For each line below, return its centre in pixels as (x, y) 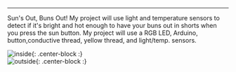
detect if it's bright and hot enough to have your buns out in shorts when (112, 26)
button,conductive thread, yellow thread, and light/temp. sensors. (102, 40)
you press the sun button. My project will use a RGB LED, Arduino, (103, 33)
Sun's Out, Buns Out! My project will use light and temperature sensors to (113, 18)
